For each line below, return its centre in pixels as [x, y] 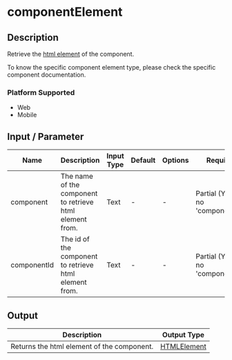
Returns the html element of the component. [82, 346]
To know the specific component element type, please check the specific [112, 67]
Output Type [183, 334]
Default [143, 161]
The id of [75, 239]
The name [77, 177]
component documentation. [47, 74]
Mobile [27, 115]
